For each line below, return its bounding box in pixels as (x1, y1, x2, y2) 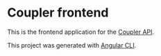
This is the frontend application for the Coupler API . (7, 28, 155, 36)
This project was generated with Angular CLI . (7, 41, 137, 49)
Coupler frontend (7, 5, 109, 21)
